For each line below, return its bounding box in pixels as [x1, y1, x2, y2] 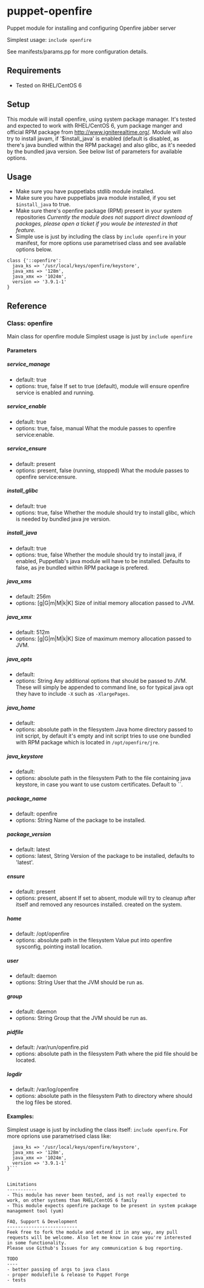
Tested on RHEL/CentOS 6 [15, 81, 82, 89]
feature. [15, 227, 36, 234]
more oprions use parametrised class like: [7, 1132, 111, 1140]
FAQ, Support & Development [7, 1219, 78, 1225]
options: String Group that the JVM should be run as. [15, 1015, 148, 1022]
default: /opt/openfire [15, 930, 70, 937]
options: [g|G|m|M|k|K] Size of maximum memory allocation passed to [15, 635, 192, 642]
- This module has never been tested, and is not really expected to [7, 1192, 186, 1198]
